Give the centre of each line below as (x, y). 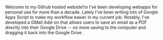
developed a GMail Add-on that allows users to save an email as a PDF (76, 22)
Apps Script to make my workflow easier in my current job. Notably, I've (77, 17)
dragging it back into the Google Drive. (44, 33)
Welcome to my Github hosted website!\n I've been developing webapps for (81, 7)
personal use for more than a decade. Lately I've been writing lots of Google (82, 12)
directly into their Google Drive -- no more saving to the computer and (76, 27)
